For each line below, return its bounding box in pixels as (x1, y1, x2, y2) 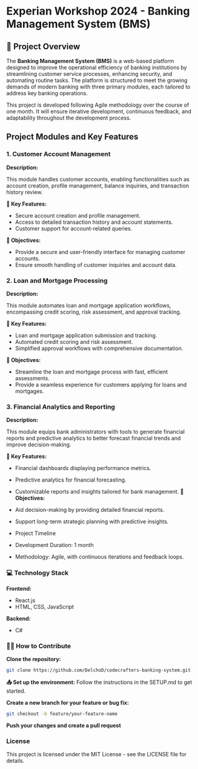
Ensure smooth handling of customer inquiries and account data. (15, 261, 177, 268)
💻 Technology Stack (6, 569, 69, 577)
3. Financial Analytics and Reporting (6, 402, 115, 411)
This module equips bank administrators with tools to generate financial (6, 428, 185, 435)
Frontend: (6, 585, 32, 592)
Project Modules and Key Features (6, 132, 139, 142)
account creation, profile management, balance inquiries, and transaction (6, 182, 190, 189)
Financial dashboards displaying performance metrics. (15, 465, 151, 472)
